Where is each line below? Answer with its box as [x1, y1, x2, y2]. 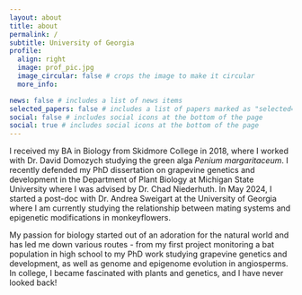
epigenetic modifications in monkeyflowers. [9, 213, 171, 223]
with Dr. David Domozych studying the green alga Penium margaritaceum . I [9, 155, 289, 166]
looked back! [9, 277, 58, 288]
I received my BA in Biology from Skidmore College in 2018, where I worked [9, 145, 289, 157]
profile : [9, 47, 42, 56]
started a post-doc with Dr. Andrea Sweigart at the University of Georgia [9, 194, 277, 204]
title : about [9, 22, 58, 30]
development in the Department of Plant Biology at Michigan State [9, 174, 254, 185]
